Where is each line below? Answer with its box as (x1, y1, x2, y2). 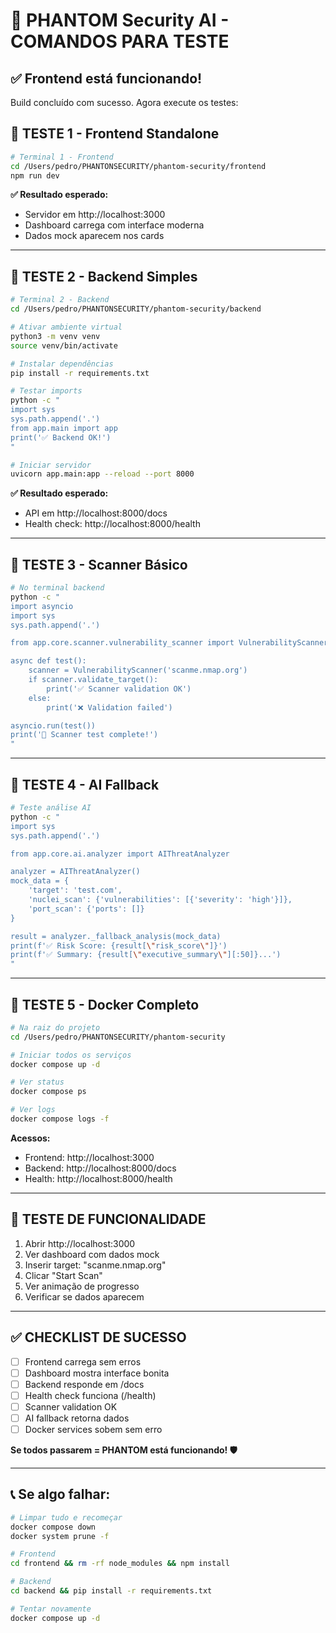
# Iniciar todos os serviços (10, 1050, 132, 1060)
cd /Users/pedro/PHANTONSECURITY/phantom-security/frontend (10, 161, 267, 171)
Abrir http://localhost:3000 (24, 1237, 136, 1249)
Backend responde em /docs (24, 1378, 145, 1390)
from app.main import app (10, 423, 118, 433)
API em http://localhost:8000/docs (24, 507, 168, 519)
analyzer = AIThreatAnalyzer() (10, 867, 141, 877)
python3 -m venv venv (10, 331, 101, 341)
